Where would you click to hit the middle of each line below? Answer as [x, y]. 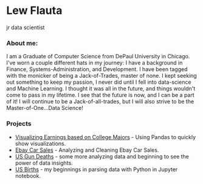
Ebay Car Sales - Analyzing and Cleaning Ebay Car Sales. [87, 150]
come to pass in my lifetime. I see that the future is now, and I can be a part [100, 95]
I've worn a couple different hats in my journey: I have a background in [95, 63]
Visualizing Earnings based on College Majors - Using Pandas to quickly [105, 137]
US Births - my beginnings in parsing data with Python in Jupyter [96, 169]
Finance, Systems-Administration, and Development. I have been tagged [97, 69]
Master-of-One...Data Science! [45, 108]
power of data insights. [44, 163]
